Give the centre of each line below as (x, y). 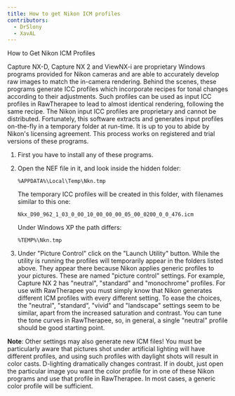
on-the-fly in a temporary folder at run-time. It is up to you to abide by (108, 126)
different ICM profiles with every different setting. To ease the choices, (120, 298)
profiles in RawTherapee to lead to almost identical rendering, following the (116, 104)
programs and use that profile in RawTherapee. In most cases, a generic (112, 378)
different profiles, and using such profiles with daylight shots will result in (113, 356)
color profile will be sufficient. (50, 386)
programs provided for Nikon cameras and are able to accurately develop (113, 74)
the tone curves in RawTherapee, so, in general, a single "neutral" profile (122, 320)
